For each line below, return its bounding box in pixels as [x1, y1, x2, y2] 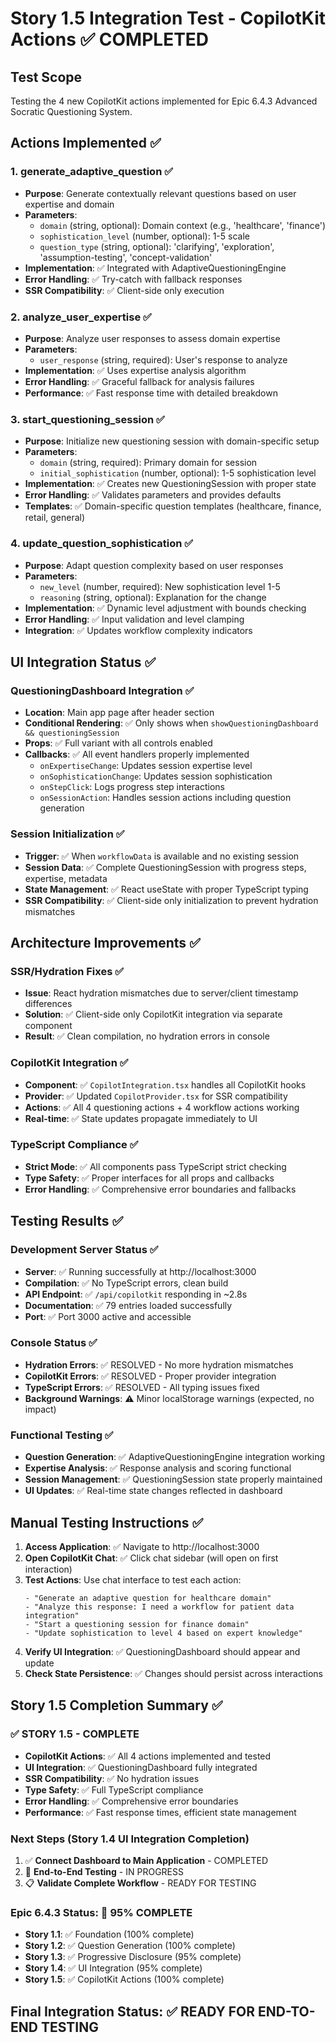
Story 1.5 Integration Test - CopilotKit [10, 7, 326, 30]
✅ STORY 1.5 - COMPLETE [10, 1727, 140, 1741]
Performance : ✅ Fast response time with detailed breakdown [24, 387, 278, 399]
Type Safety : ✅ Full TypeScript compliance [24, 1783, 204, 1796]
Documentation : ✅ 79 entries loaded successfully [24, 1299, 233, 1311]
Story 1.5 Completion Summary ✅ [10, 1697, 223, 1714]
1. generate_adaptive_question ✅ [10, 165, 174, 179]
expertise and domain [24, 198, 115, 210]
